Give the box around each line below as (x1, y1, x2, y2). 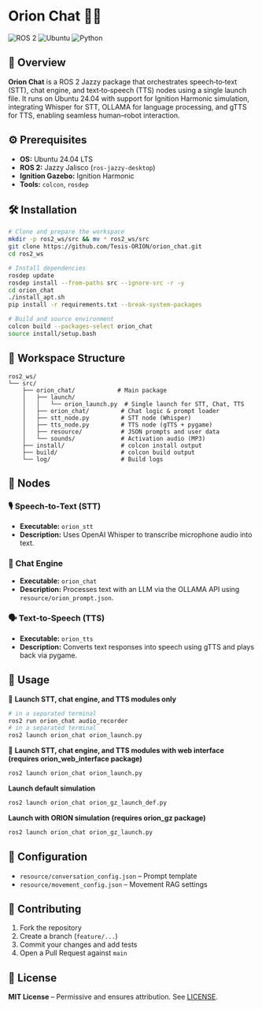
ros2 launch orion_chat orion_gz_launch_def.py (8, 799, 168, 807)
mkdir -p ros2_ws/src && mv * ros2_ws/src (8, 236, 149, 244)
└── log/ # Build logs (22, 455, 164, 464)
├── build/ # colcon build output (22, 449, 195, 456)
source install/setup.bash (8, 330, 97, 337)
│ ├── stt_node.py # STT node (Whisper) (22, 414, 192, 422)
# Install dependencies (8, 264, 87, 272)
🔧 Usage (8, 673, 50, 687)
